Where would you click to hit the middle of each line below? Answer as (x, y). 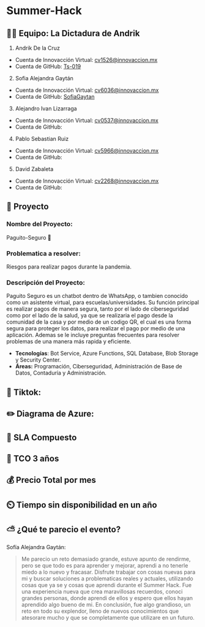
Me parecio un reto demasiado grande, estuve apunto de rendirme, (106, 559)
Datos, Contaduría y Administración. (61, 373)
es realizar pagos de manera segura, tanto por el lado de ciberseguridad (98, 309)
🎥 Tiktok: (24, 392)
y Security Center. (38, 360)
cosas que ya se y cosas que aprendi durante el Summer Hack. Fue (106, 585)
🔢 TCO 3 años (33, 458)
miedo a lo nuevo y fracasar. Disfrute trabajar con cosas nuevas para (108, 572)
